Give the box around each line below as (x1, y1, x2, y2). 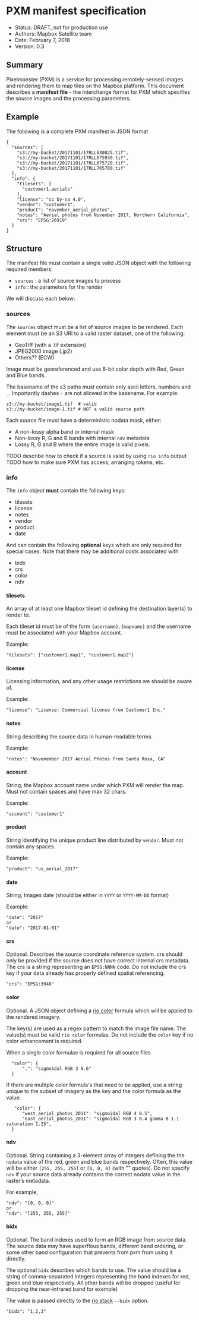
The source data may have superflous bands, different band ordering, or (6, 1243, 184, 1249)
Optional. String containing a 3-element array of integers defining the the (6, 1151, 185, 1159)
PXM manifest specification (6, 4, 147, 18)
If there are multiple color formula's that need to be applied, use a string (6, 1081, 182, 1088)
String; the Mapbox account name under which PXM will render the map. (6, 781, 185, 788)
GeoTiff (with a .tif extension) (14, 341, 86, 348)
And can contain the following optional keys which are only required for (6, 541, 182, 548)
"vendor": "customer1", (17, 201, 76, 207)
